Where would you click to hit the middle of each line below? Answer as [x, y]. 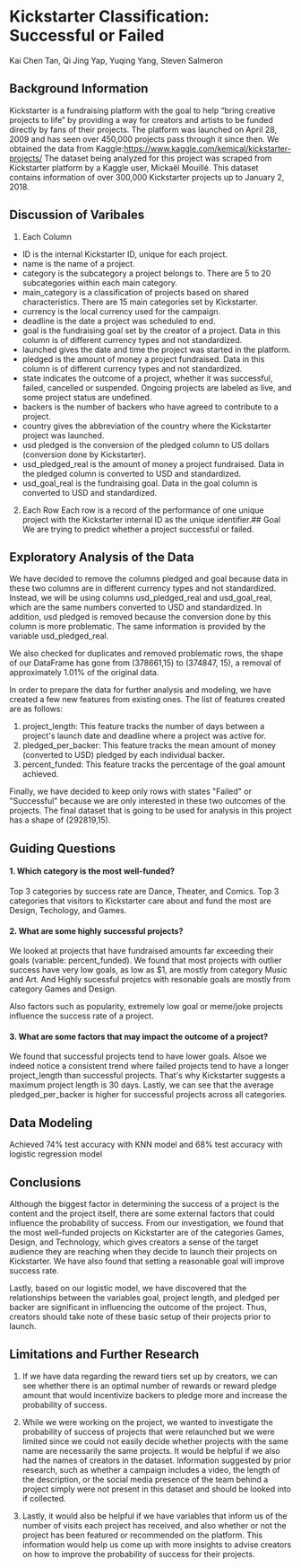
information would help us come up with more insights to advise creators [157, 1544]
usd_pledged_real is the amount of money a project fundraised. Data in [153, 463]
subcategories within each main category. [99, 282]
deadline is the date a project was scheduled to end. [119, 321]
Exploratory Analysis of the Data [102, 557]
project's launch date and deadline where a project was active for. [144, 736]
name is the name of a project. [78, 263]
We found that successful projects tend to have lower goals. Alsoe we [138, 1056]
